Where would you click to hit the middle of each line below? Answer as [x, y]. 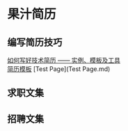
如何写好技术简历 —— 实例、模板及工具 [64, 60]
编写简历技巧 [35, 42]
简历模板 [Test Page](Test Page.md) [59, 69]
